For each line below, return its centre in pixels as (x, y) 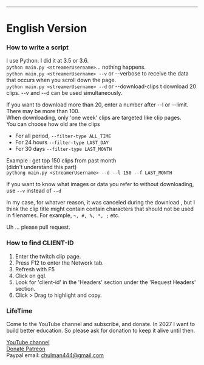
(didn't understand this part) (42, 167)
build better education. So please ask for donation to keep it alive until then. (101, 331)
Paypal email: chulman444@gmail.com (55, 355)
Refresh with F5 (35, 269)
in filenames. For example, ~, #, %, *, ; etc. (63, 215)
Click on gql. (31, 276)
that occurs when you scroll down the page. (61, 80)
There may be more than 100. (43, 111)
